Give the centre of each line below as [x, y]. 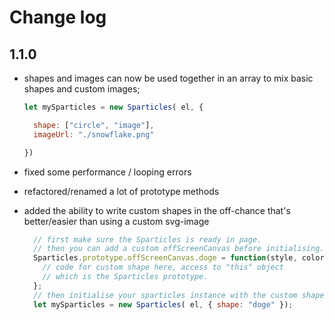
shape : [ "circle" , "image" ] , [94, 125]
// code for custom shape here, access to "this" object [163, 267]
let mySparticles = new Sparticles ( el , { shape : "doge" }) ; [163, 304]
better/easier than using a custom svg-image [116, 221]
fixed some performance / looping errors [107, 172]
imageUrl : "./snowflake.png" [94, 134]
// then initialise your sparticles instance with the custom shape [179, 295]
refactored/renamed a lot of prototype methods [121, 191]
